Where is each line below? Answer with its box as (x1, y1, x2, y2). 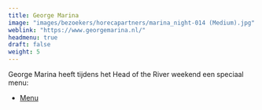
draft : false (8, 41, 51, 49)
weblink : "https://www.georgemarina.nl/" (8, 26, 146, 34)
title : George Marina (8, 11, 79, 20)
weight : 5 (8, 48, 41, 56)
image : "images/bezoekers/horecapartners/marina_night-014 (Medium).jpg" (8, 19, 256, 27)
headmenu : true (8, 33, 58, 42)
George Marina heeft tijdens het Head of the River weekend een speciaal (8, 70, 244, 79)
